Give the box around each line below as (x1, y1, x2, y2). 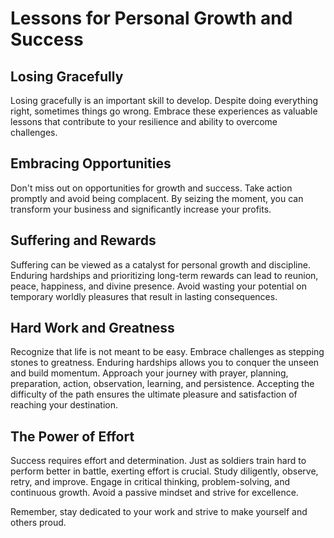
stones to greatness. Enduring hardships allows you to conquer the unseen (10, 357, 320, 369)
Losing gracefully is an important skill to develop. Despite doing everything (10, 95, 319, 106)
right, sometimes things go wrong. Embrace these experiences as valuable (10, 105, 318, 117)
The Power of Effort (10, 428, 135, 445)
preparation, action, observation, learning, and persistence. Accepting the (10, 378, 315, 390)
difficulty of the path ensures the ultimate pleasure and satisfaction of (10, 388, 298, 401)
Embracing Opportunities (10, 155, 172, 172)
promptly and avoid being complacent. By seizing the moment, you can (10, 192, 304, 204)
